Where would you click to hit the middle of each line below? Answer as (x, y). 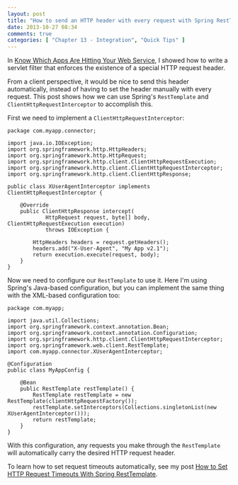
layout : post (27, 14)
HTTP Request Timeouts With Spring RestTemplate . (83, 474)
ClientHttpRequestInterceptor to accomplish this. (80, 104)
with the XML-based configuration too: (64, 295)
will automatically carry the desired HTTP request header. (91, 453)
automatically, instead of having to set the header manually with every (109, 89)
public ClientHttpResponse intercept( (77, 212)
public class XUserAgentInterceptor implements (79, 187)
